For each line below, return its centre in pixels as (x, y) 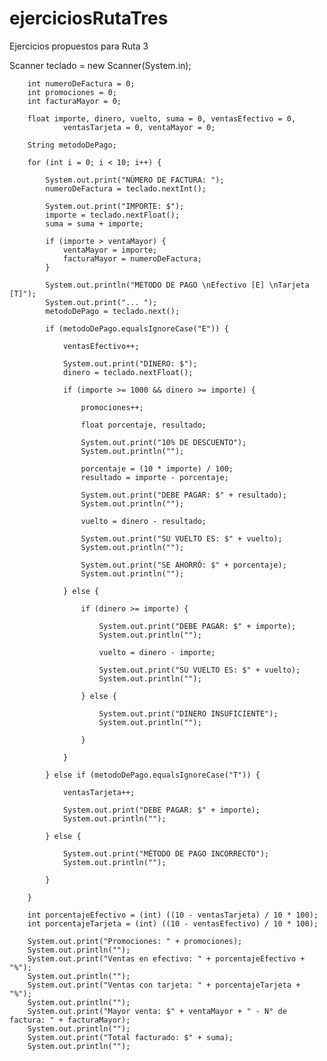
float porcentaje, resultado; (143, 425)
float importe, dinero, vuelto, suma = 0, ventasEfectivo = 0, (162, 118)
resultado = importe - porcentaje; (154, 477)
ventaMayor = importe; (110, 250)
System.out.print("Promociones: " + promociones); (135, 941)
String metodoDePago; (72, 145)
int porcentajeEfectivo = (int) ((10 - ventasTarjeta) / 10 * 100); (173, 915)
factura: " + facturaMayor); (70, 1020)
